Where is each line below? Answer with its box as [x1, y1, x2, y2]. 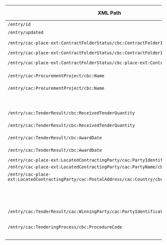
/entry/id [7, 22, 31, 27]
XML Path [97, 9, 122, 16]
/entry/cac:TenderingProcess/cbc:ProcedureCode [7, 224, 123, 230]
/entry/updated [7, 30, 44, 35]
